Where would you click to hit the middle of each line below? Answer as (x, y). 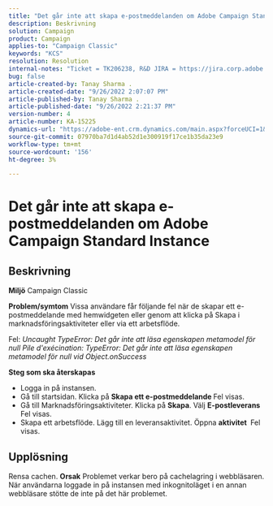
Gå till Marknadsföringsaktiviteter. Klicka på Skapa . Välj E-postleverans (140, 405)
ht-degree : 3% (32, 159)
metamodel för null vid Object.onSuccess (78, 357)
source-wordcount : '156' (50, 152)
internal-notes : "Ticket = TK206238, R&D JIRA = (92, 69)
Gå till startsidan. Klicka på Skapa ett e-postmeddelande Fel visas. (132, 397)
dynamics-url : (32, 129)
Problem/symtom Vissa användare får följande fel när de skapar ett (122, 306)
